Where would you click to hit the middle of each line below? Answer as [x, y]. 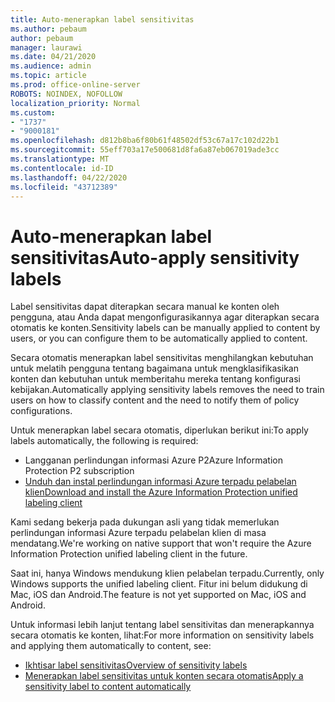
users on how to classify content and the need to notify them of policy [155, 400]
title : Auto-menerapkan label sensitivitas [102, 19]
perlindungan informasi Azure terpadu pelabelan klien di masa [138, 533]
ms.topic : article [48, 76]
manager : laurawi [46, 47]
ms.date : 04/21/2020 [53, 57]
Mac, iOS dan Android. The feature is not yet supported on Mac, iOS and [158, 595]
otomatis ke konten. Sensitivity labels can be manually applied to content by [165, 328]
